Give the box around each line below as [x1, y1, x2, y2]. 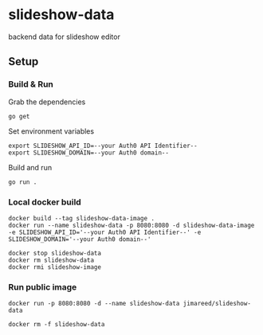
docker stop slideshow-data [8, 249, 102, 257]
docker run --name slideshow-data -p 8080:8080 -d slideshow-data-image [8, 221, 255, 229]
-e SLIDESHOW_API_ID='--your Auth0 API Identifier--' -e [8, 228, 202, 236]
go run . [8, 177, 37, 186]
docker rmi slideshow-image [8, 263, 102, 271]
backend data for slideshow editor [8, 32, 121, 41]
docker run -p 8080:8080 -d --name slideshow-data [8, 300, 180, 308]
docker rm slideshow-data [8, 256, 94, 264]
